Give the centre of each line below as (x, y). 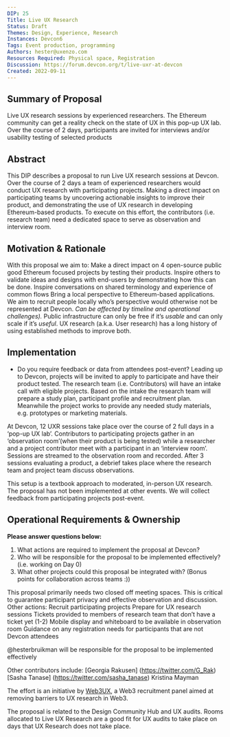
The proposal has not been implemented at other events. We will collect (108, 491)
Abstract (26, 159)
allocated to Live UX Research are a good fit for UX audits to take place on (112, 718)
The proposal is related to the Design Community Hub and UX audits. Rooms (115, 711)
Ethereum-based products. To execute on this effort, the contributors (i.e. (111, 212)
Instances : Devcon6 (35, 39)
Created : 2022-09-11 (37, 71)
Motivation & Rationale (57, 248)
